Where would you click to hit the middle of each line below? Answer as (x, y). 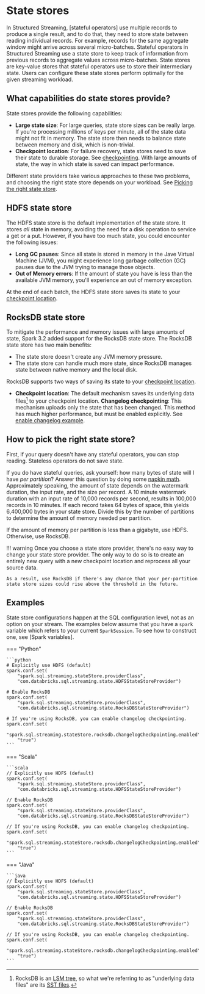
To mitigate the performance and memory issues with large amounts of (95, 332)
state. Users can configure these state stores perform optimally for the (95, 73)
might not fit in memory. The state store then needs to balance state (100, 138)
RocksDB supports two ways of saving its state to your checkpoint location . (101, 381)
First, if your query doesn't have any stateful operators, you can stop (93, 454)
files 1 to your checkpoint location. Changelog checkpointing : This (98, 400)
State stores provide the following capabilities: (65, 113)
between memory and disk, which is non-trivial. (75, 145)
